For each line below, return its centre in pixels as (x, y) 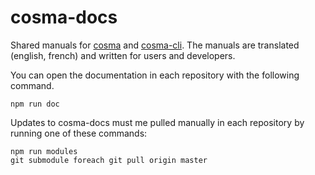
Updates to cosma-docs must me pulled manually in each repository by (157, 122)
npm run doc (35, 104)
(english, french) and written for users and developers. (123, 55)
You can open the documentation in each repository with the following (155, 75)
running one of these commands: (79, 133)
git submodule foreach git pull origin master (109, 160)
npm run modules (44, 151)
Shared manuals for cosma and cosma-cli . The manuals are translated (155, 45)
